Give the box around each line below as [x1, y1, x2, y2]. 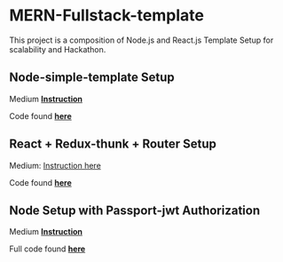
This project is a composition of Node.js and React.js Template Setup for [9, 35, 274, 45]
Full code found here [9, 243, 86, 254]
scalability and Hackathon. [9, 44, 106, 54]
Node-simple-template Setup [9, 70, 175, 85]
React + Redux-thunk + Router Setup [9, 137, 217, 152]
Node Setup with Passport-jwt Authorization [9, 202, 261, 218]
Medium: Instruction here [9, 160, 102, 171]
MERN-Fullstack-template [9, 5, 204, 26]
